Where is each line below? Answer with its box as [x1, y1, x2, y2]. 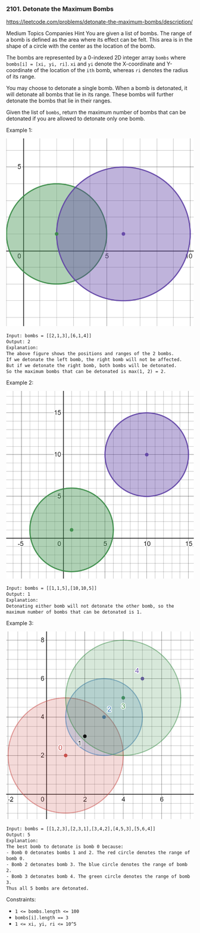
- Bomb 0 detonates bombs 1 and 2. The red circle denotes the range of [6, 850, 190, 856]
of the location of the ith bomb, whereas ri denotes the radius [33, 67, 189, 74]
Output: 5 [6, 832, 31, 838]
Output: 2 [6, 339, 31, 345]
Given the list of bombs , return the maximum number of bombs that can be [6, 109, 186, 116]
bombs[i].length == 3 [14, 915, 68, 921]
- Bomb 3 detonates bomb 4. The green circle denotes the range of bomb [6, 873, 190, 880]
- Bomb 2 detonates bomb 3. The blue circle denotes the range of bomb [6, 862, 187, 868]
